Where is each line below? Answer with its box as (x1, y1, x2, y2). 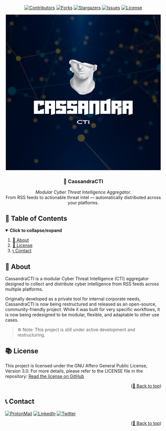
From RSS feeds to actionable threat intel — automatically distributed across (5, 195, 161, 201)
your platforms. (67, 200, 99, 206)
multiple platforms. (5, 286, 44, 292)
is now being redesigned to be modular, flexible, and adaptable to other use (5, 312, 160, 318)
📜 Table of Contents (5, 214, 67, 222)
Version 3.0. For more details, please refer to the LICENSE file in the (5, 368, 143, 374)
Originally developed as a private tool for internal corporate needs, (5, 296, 141, 302)
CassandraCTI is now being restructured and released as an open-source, (5, 301, 157, 307)
